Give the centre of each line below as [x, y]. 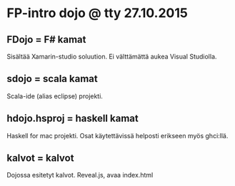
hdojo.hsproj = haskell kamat [72, 119]
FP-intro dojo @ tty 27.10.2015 [97, 13]
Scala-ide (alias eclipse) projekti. [55, 96]
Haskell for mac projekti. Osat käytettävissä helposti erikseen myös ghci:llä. [117, 135]
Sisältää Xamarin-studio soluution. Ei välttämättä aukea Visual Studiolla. [112, 56]
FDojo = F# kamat [46, 40]
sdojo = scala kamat [52, 79]
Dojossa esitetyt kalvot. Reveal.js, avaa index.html [80, 175]
